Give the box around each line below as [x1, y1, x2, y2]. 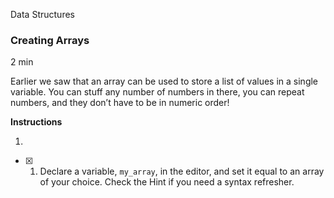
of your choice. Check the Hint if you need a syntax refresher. [39, 176, 295, 188]
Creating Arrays [10, 33, 90, 47]
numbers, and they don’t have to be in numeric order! [10, 97, 230, 109]
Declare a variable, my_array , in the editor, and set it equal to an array [39, 165, 325, 178]
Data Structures [10, 9, 75, 20]
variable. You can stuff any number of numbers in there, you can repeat [10, 86, 305, 98]
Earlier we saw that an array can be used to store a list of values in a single [10, 75, 319, 88]
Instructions [10, 116, 63, 128]
